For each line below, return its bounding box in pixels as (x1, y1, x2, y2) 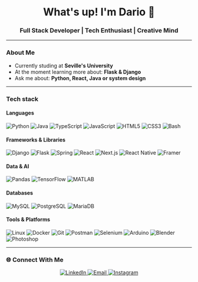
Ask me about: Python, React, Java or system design (14, 74, 146, 81)
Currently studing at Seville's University (14, 62, 113, 69)
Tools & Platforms (6, 216, 51, 223)
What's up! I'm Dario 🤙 (43, 5, 155, 19)
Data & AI (6, 162, 29, 170)
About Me (6, 48, 35, 57)
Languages (6, 109, 34, 117)
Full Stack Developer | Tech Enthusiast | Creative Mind (19, 27, 179, 35)
